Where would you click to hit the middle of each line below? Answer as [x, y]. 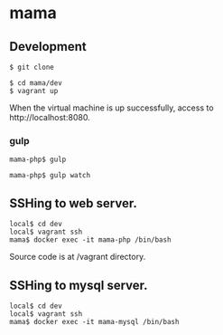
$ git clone [32, 67]
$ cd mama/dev [36, 83]
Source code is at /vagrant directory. [78, 257]
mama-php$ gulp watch [50, 176]
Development [48, 47]
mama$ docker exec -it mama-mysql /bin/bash [94, 321]
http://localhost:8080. [50, 117]
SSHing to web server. [73, 203]
